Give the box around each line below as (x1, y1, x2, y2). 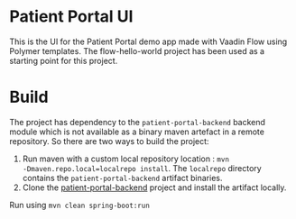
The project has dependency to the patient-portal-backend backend (9, 116, 266, 127)
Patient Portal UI (9, 6, 134, 27)
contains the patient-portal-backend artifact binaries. (22, 172, 223, 183)
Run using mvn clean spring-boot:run (9, 199, 151, 210)
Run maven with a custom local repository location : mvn (22, 153, 230, 164)
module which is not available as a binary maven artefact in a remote (9, 126, 264, 137)
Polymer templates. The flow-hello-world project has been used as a (9, 45, 264, 56)
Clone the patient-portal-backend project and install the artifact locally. (22, 182, 287, 193)
